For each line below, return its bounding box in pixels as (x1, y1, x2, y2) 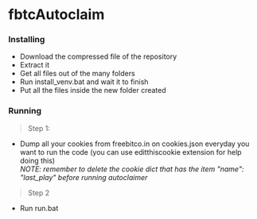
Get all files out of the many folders (19, 69, 135, 79)
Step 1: (27, 123, 50, 133)
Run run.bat (19, 203, 59, 213)
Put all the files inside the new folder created (19, 86, 167, 95)
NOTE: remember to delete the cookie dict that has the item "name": (19, 164, 244, 174)
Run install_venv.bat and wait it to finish (19, 77, 149, 86)
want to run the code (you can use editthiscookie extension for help (19, 147, 242, 156)
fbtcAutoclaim (8, 6, 105, 24)
